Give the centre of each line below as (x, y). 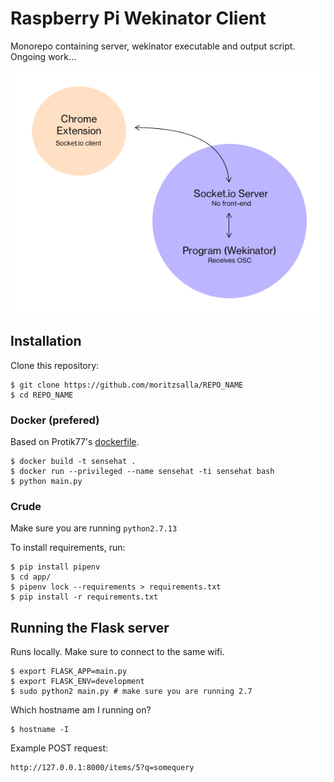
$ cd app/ (31, 577)
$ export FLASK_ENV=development (77, 682)
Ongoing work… (43, 56)
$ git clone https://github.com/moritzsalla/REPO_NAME (127, 385)
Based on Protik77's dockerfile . (75, 441)
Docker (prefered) (55, 420)
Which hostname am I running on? (81, 710)
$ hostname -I (40, 730)
